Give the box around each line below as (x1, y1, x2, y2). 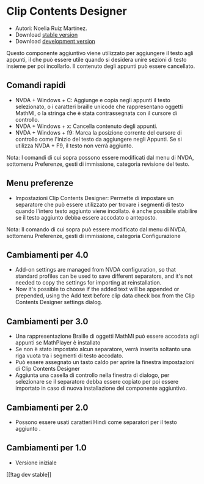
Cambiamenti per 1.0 (6, 442, 87, 453)
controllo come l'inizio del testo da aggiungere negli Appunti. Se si (15, 135, 182, 143)
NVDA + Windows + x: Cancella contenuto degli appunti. (15, 122, 158, 130)
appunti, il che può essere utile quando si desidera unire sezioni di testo (6, 56, 187, 63)
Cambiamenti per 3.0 (6, 316, 89, 327)
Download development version (15, 37, 96, 45)
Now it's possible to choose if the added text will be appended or (15, 286, 180, 293)
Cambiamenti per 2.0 (6, 402, 89, 412)
